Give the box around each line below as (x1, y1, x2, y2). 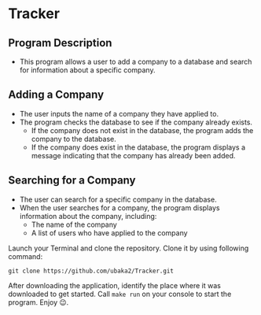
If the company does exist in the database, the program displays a (31, 143, 246, 152)
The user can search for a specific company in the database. (19, 195, 218, 204)
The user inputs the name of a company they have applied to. (19, 109, 219, 118)
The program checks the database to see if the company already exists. (19, 117, 253, 127)
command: (8, 251, 43, 261)
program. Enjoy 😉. (8, 297, 69, 307)
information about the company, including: (19, 211, 157, 220)
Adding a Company (8, 88, 105, 102)
